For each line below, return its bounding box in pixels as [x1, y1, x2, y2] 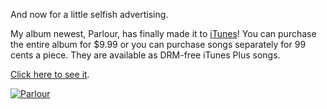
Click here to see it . [10, 69, 90, 80]
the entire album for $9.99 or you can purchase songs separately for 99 [10, 39, 307, 50]
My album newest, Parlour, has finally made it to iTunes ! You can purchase [10, 28, 317, 39]
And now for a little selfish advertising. [10, 9, 169, 20]
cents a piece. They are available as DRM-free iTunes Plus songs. [10, 49, 281, 61]
